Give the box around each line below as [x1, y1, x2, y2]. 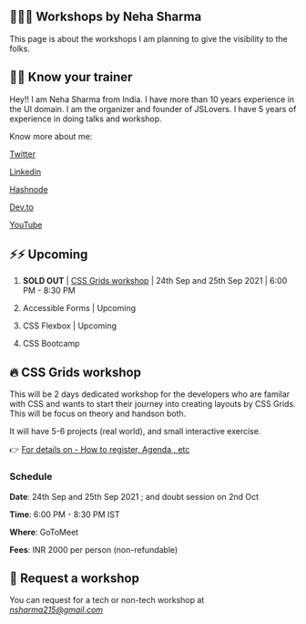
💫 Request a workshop [9, 570, 139, 586]
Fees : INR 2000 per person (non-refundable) [9, 544, 178, 555]
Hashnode [9, 183, 48, 194]
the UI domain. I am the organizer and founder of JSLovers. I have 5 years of [9, 103, 297, 114]
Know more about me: [9, 130, 93, 141]
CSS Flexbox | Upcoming [22, 320, 117, 331]
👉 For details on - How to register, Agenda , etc [9, 444, 190, 455]
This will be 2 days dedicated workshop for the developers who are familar [9, 389, 291, 400]
